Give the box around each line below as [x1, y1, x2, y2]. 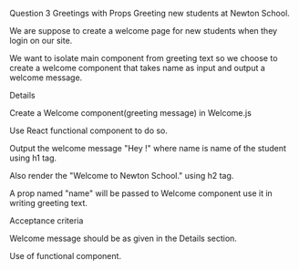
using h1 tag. [9, 152, 57, 163]
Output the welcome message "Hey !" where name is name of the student [9, 143, 287, 153]
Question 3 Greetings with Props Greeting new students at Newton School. [9, 8, 290, 18]
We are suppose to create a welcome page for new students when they [9, 26, 278, 36]
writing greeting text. [9, 198, 88, 208]
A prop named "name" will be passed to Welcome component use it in [9, 188, 273, 199]
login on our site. [9, 36, 73, 46]
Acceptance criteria [9, 215, 84, 226]
